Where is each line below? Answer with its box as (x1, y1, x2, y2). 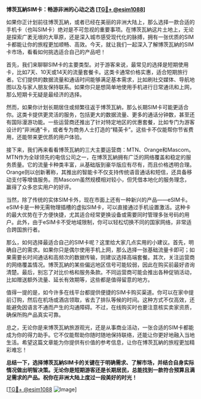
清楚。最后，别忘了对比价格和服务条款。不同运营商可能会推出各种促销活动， (6, 269, 195, 275)
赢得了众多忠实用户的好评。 (6, 183, 75, 191)
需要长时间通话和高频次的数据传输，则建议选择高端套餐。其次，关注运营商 (11, 254, 195, 260)
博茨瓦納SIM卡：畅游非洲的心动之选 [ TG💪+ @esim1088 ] (6, 6, 145, 13)
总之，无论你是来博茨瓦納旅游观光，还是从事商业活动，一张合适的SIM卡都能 (6, 324, 194, 331)
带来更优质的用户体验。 (26, 134, 85, 140)
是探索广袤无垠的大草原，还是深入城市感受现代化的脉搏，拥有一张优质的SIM (6, 33, 194, 41)
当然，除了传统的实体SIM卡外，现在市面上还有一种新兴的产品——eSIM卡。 (6, 197, 191, 203)
